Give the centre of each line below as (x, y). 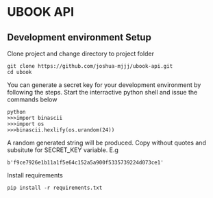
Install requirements (35, 175)
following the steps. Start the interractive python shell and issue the (102, 92)
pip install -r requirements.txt (55, 188)
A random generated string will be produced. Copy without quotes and (107, 143)
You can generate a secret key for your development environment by (104, 85)
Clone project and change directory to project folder (80, 53)
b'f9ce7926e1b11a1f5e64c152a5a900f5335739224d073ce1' (86, 162)
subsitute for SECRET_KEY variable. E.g (63, 150)
